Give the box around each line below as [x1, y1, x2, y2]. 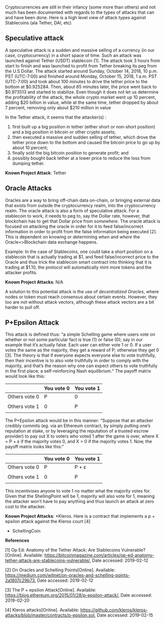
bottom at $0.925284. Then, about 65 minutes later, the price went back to [5, 84, 157, 90]
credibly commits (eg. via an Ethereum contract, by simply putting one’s [5, 423, 151, 429]
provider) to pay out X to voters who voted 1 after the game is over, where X [5, 433, 159, 439]
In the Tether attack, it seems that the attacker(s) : [5, 114, 107, 120]
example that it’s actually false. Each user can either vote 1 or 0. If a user [5, 342, 152, 348]
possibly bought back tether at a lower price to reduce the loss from [12, 155, 151, 161]
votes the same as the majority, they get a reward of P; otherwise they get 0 [5, 347, 159, 353]
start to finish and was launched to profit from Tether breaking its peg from [5, 62, 157, 68]
